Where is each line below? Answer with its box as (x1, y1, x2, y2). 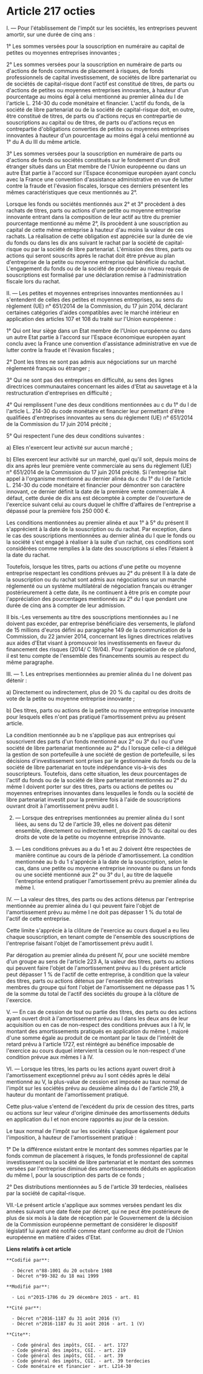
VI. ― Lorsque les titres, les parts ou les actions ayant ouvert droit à (6, 1065, 176, 1072)
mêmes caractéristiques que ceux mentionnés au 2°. (6, 188, 138, 195)
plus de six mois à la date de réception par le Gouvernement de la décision (6, 1214, 193, 1221)
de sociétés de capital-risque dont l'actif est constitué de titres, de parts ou (6, 80, 195, 87)
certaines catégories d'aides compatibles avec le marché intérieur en (6, 308, 179, 316)
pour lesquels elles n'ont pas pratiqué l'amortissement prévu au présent (6, 713, 186, 720)
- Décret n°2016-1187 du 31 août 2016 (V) (12, 1315, 121, 1321)
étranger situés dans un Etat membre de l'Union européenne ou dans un (6, 163, 187, 170)
